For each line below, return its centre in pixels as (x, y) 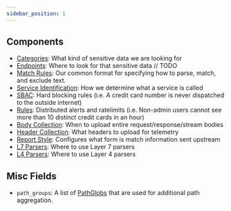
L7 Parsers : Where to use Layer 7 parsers (76, 147)
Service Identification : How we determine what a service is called (110, 88)
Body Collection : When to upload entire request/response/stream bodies (120, 125)
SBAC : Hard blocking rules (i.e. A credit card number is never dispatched (120, 95)
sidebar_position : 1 (36, 14)
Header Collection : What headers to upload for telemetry (98, 132)
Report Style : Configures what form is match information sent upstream (118, 140)
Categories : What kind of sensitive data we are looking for (99, 58)
